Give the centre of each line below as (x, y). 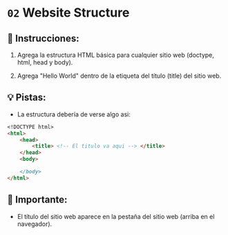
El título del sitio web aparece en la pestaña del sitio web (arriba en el (116, 216)
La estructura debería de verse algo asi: (74, 114)
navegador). (35, 224)
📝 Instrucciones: (43, 38)
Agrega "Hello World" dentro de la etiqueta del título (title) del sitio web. (119, 76)
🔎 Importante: (37, 200)
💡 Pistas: (27, 97)
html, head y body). (45, 62)
